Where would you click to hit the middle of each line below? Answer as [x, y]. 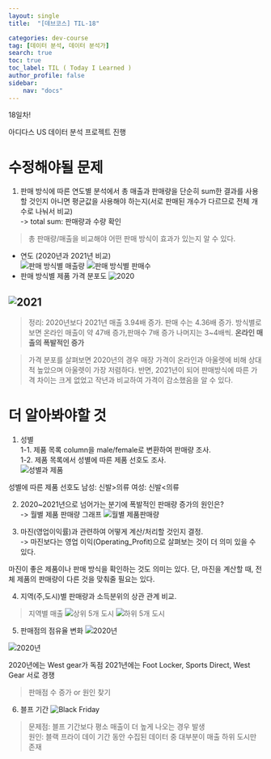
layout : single [34, 16]
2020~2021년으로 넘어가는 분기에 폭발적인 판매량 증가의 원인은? [122, 504]
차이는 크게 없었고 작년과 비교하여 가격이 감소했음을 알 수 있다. [135, 380]
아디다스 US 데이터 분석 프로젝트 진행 [68, 132]
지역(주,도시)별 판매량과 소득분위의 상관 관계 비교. [98, 597]
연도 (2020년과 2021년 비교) [66, 256]
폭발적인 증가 [64, 343]
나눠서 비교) [54, 212]
